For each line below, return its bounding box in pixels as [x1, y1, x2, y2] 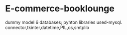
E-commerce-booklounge [5, 3, 115, 14]
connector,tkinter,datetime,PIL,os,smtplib [5, 24, 90, 30]
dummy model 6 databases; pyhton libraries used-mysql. [5, 19, 123, 25]
